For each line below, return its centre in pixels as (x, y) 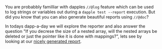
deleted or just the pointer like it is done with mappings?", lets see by (74, 36)
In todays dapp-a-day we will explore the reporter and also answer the (75, 26)
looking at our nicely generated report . (44, 41)
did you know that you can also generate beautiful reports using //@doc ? (77, 17)
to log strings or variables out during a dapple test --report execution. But (80, 12)
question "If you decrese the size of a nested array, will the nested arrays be (81, 31)
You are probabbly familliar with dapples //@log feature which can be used (79, 7)
